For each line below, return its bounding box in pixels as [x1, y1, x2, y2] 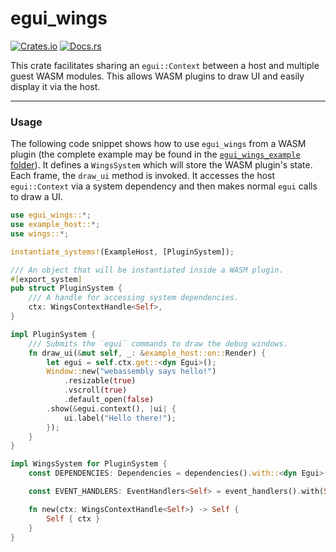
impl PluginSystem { [10, 329, 97, 339]
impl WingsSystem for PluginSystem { [10, 459, 168, 469]
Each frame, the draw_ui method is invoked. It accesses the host [10, 170, 276, 182]
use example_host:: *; [10, 220, 101, 230]
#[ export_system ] [10, 274, 83, 284]
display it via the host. [10, 80, 101, 92]
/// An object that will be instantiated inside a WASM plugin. [10, 265, 284, 275]
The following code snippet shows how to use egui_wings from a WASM [10, 138, 307, 150]
